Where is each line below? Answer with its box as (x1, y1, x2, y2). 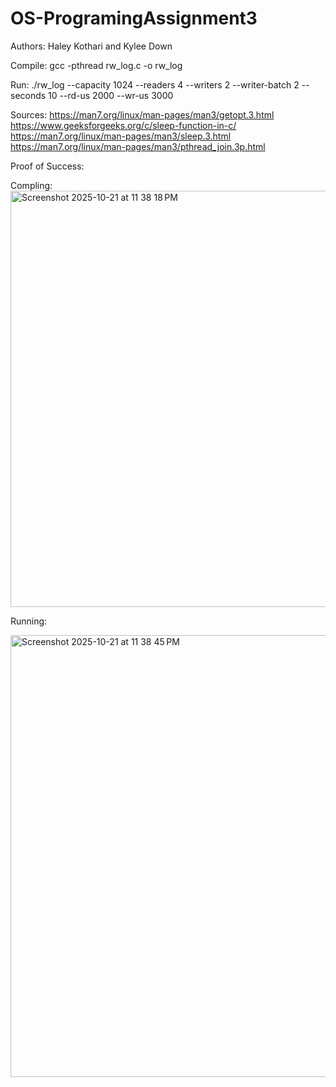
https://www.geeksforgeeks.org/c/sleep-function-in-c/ (10, 119, 237, 131)
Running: (10, 615, 48, 627)
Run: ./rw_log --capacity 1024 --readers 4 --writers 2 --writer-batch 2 (10, 78, 300, 91)
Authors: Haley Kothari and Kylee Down (10, 40, 173, 52)
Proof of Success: (10, 160, 85, 172)
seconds (10, 89, 47, 101)
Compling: (10, 179, 53, 191)
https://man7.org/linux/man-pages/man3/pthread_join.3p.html (10, 140, 266, 152)
